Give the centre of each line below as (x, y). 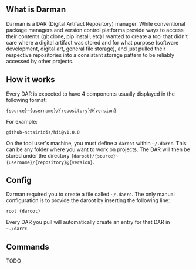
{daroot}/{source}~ (94, 156)
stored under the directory (38, 155)
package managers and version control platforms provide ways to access (95, 30)
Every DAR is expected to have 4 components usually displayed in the (90, 94)
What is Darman (36, 10)
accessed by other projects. (40, 61)
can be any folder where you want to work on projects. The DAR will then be (98, 149)
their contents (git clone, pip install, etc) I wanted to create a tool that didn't (97, 36)
